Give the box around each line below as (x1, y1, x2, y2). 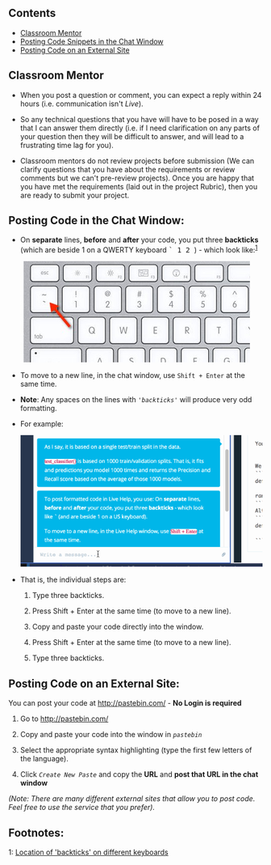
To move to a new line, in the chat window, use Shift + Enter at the (19, 371, 246, 380)
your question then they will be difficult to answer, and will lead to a (19, 131, 244, 141)
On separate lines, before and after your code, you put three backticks (19, 235, 259, 245)
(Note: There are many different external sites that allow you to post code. (8, 794, 256, 804)
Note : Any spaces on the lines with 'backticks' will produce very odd (19, 395, 252, 405)
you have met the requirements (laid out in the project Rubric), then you (19, 181, 258, 191)
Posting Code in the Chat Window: (8, 214, 185, 227)
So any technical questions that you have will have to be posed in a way (19, 114, 260, 124)
